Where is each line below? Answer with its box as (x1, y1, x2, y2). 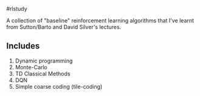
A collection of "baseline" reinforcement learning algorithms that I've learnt (6, 17, 195, 24)
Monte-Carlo (15, 63, 47, 70)
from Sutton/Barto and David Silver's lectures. (6, 24, 122, 30)
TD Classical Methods (15, 70, 71, 77)
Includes (6, 41, 40, 51)
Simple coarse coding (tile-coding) (15, 83, 103, 90)
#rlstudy (6, 5, 27, 12)
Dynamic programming (15, 57, 73, 64)
